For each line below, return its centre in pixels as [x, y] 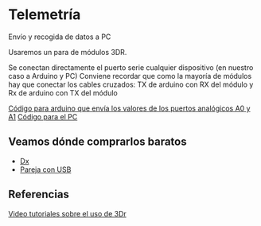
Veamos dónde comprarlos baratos [97, 142]
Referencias [39, 195]
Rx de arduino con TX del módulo [63, 92]
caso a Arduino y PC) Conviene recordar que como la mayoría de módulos [130, 76]
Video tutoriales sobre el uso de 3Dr [68, 213]
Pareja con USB [45, 169]
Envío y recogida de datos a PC [60, 37]
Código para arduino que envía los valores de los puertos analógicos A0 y [129, 108]
